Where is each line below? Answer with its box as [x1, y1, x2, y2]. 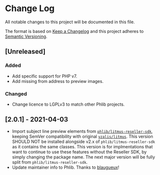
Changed [5, 90, 28, 97]
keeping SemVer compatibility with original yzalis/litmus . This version [12, 133, 153, 139]
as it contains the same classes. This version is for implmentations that [12, 143, 153, 149]
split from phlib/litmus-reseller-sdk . [12, 159, 88, 165]
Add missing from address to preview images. [12, 78, 104, 84]
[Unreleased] [5, 48, 46, 56]
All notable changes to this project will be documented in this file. [5, 19, 135, 25]
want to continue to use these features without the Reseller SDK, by [12, 149, 147, 155]
